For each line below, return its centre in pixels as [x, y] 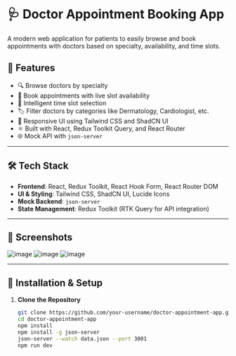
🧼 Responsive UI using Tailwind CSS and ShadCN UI [93, 121]
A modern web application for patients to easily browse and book [102, 38]
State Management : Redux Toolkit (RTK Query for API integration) [113, 209]
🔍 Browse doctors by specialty [63, 85]
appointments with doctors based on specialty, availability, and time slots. [114, 46]
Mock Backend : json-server [59, 201]
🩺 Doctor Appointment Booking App [116, 14]
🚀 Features [31, 68]
